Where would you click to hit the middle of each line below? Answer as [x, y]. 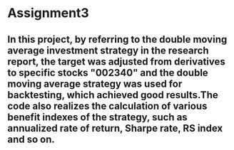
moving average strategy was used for [95, 84]
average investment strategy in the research [108, 50]
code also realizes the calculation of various [107, 106]
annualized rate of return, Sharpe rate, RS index [115, 128]
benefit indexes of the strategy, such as [97, 117]
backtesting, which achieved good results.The [113, 95]
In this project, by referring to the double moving [117, 39]
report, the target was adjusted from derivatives [117, 61]
